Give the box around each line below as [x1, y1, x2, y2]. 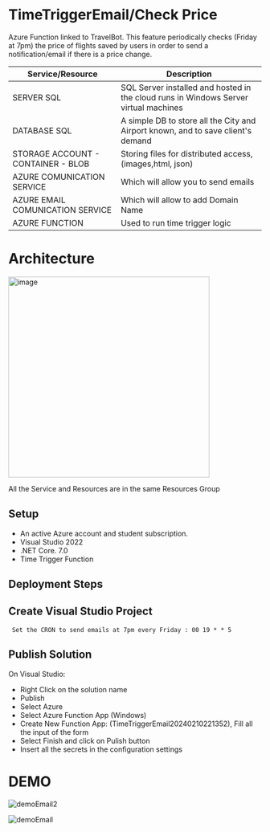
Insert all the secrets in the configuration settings [19, 744, 183, 754]
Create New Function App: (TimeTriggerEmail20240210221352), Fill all [19, 719, 253, 728]
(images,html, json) [120, 158, 194, 169]
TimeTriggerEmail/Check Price [8, 6, 218, 24]
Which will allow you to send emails [120, 176, 255, 187]
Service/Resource [27, 68, 98, 80]
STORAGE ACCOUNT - [12, 148, 100, 159]
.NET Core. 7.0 [19, 545, 68, 555]
